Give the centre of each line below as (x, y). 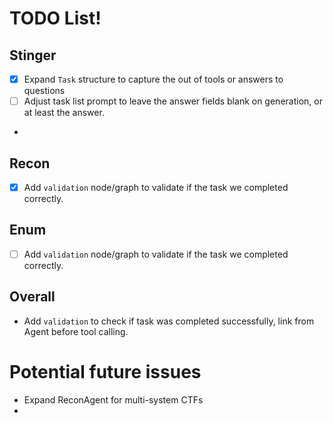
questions (44, 91)
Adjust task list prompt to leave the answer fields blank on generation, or (173, 101)
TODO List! (55, 18)
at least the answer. (64, 113)
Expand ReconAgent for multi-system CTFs (113, 399)
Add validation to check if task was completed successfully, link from (169, 321)
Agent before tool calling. (76, 331)
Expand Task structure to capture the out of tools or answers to (153, 79)
